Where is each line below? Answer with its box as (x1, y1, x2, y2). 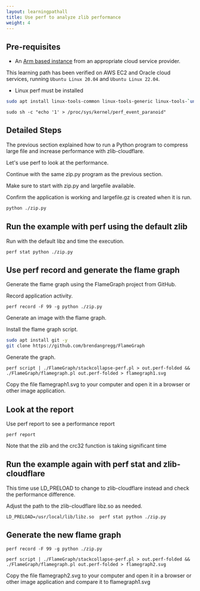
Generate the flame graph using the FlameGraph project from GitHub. (6, 281, 177, 288)
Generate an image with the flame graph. (6, 314, 107, 321)
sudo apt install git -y (6, 337, 68, 343)
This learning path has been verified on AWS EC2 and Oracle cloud (6, 69, 171, 76)
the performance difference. (6, 490, 76, 498)
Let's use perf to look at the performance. (6, 159, 109, 166)
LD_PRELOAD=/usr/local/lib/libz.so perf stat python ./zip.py (6, 514, 167, 520)
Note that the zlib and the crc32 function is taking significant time (6, 442, 167, 449)
